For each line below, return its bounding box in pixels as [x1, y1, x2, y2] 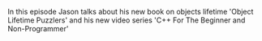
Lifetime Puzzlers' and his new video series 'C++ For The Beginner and [7, 15, 246, 25]
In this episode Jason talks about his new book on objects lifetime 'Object [7, 7, 254, 16]
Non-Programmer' [7, 24, 69, 33]
